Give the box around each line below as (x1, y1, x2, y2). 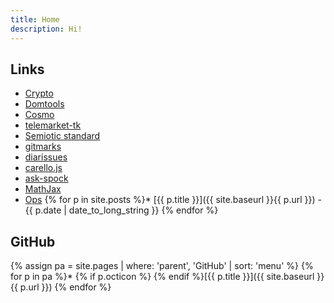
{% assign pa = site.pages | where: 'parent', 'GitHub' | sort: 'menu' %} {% (10, 260, 314, 272)
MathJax (24, 183, 62, 195)
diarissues (24, 151, 68, 163)
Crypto (24, 87, 54, 100)
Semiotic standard (24, 130, 101, 142)
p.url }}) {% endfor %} (19, 281, 112, 293)
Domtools (24, 98, 65, 110)
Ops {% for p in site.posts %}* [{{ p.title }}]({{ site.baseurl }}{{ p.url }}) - (24, 194, 322, 206)
